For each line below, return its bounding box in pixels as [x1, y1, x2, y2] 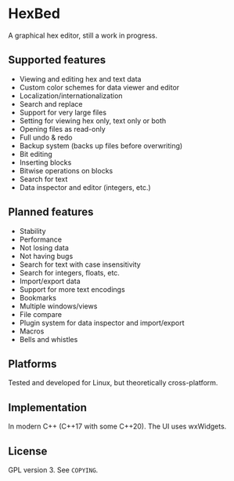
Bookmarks [19, 293, 57, 302]
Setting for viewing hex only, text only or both [19, 115, 167, 126]
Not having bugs [19, 251, 74, 261]
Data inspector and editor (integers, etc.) [19, 182, 151, 192]
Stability [19, 226, 46, 235]
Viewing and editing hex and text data [19, 74, 142, 83]
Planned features [8, 206, 94, 219]
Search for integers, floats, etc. [19, 268, 120, 277]
